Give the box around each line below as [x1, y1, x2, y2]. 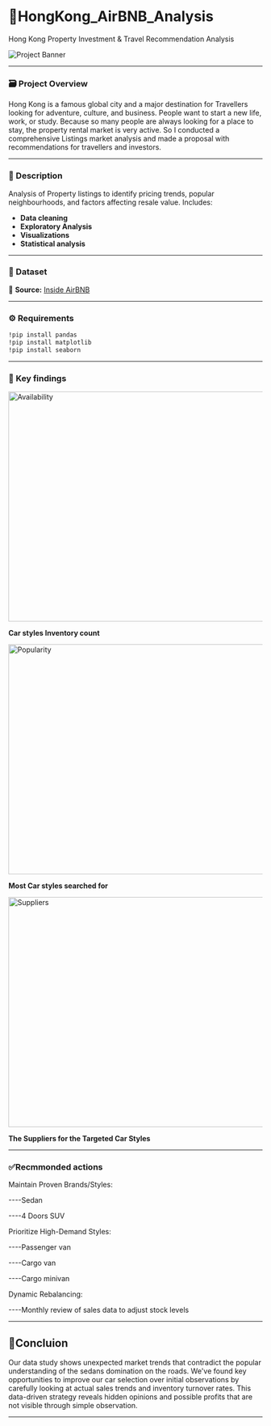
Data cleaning [19, 213, 69, 222]
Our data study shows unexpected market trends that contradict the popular [8, 1358, 262, 1368]
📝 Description [8, 170, 63, 181]
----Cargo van [8, 1258, 56, 1268]
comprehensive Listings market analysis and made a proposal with [8, 133, 230, 144]
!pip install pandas [8, 331, 78, 339]
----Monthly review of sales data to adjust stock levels [8, 1305, 190, 1315]
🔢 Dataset [8, 266, 48, 277]
